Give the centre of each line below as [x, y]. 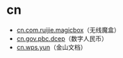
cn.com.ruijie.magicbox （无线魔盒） [68, 30]
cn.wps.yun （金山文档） [51, 47]
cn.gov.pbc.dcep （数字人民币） [62, 38]
